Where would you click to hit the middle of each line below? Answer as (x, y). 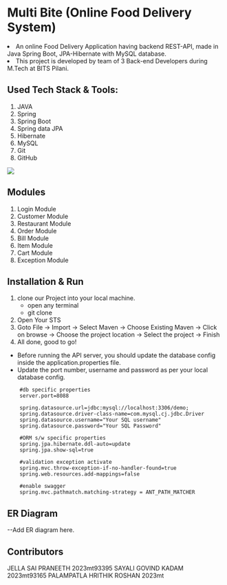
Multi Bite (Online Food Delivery (99, 13)
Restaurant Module (44, 223)
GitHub (27, 158)
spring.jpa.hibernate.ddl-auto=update (75, 444)
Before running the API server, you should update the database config (116, 355)
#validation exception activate (66, 462)
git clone (40, 313)
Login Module (36, 209)
